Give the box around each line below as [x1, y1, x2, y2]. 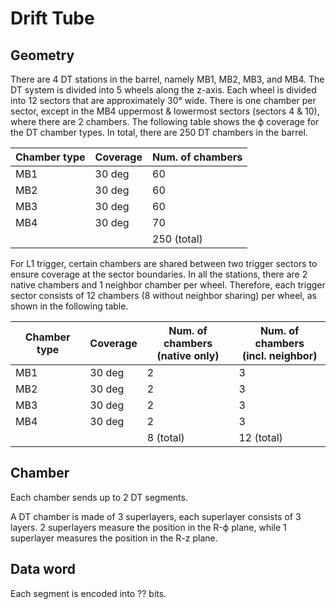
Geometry [10, 47, 75, 64]
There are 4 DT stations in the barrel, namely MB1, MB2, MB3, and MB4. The [10, 73, 325, 85]
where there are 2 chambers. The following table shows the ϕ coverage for [10, 116, 320, 127]
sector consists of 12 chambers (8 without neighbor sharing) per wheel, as [10, 290, 317, 301]
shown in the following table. [10, 300, 129, 312]
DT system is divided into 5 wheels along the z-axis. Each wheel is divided [10, 84, 317, 96]
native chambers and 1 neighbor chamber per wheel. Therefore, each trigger [10, 279, 326, 291]
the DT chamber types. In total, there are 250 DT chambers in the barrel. [10, 127, 308, 138]
